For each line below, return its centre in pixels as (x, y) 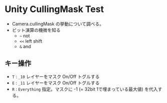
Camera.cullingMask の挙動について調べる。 (58, 24)
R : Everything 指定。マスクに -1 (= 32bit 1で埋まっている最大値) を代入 (85, 89)
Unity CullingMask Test (54, 9)
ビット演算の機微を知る (36, 30)
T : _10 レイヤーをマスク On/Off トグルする (56, 76)
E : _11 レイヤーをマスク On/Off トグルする (56, 83)
